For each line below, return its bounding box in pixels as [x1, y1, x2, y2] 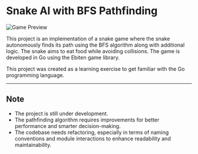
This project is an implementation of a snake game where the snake [6, 35, 170, 42]
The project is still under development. [14, 110, 108, 117]
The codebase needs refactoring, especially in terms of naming [14, 129, 169, 136]
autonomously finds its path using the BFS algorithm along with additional [6, 41, 185, 48]
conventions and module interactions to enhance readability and [14, 135, 171, 142]
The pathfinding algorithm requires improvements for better [14, 116, 160, 123]
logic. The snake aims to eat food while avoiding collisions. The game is [6, 47, 180, 54]
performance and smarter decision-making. [14, 122, 121, 129]
